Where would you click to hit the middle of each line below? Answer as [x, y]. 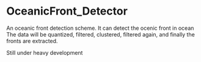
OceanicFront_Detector [67, 11]
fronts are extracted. [32, 41]
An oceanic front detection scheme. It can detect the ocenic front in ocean [100, 28]
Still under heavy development [45, 52]
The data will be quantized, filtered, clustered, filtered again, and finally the [101, 34]
